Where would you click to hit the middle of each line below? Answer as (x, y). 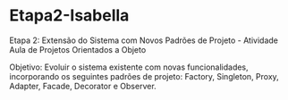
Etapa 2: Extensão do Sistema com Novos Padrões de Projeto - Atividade (144, 40)
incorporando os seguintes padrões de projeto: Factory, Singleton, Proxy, (144, 76)
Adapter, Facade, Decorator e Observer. (83, 86)
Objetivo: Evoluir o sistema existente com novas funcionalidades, (129, 67)
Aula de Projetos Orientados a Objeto (78, 49)
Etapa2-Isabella (69, 16)
